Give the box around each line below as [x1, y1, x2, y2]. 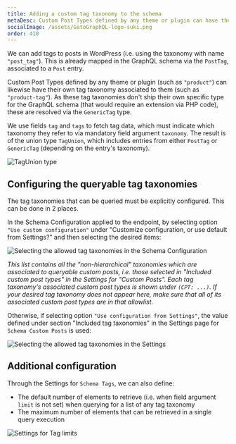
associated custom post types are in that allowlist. [7, 297, 154, 307]
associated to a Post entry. [7, 64, 84, 73]
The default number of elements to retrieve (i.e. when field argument [17, 393, 216, 401]
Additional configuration [7, 360, 117, 372]
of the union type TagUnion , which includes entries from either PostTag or [7, 137, 218, 145]
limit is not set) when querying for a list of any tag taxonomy [17, 400, 195, 409]
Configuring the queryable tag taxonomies [7, 178, 198, 190]
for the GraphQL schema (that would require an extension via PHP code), [7, 100, 219, 109]
